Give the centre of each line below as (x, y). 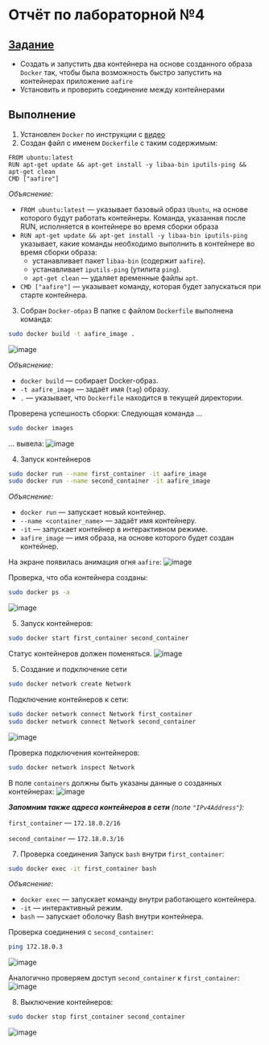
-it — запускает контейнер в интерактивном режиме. (114, 529)
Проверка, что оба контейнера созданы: (78, 578)
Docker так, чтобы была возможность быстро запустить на (121, 73)
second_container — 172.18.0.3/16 (66, 838)
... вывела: (26, 443)
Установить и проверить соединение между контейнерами (122, 89)
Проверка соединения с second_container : (81, 932)
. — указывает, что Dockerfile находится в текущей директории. (132, 397)
